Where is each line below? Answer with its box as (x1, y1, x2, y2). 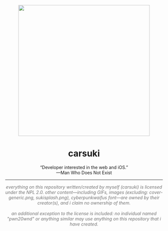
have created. (69, 221, 98, 227)
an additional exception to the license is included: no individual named (11, 210, 157, 217)
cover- (149, 189, 163, 195)
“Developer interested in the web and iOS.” (39, 164, 128, 170)
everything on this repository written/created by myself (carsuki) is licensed (5, 184, 162, 190)
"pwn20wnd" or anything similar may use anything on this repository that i (6, 216, 161, 222)
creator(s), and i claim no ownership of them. (37, 200, 131, 206)
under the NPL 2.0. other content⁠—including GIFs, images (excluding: (5, 189, 148, 195)
